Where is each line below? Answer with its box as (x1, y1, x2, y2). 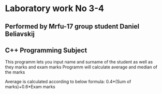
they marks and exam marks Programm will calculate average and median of (5, 64, 158, 70)
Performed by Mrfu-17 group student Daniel (5, 22, 139, 31)
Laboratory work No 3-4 (5, 3, 104, 14)
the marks (5, 69, 25, 75)
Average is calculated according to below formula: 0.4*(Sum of (5, 78, 132, 85)
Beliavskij (5, 30, 35, 38)
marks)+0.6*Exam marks (5, 84, 56, 90)
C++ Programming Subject (5, 46, 87, 54)
